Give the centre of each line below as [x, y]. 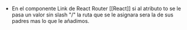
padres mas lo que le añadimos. [50, 21]
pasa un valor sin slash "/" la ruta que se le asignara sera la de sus [93, 15]
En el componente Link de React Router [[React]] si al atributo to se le [96, 9]
